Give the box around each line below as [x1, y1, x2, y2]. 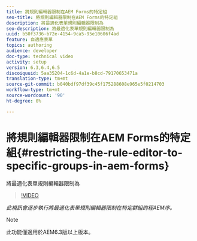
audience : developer [6, 48, 58, 54]
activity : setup [6, 59, 47, 65]
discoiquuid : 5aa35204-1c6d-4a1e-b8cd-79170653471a [6, 70, 138, 76]
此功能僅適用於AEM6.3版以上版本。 [6, 228, 94, 236]
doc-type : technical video [6, 53, 74, 59]
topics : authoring [6, 43, 52, 49]
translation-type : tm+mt [6, 76, 68, 82]
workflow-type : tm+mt [6, 87, 60, 93]
